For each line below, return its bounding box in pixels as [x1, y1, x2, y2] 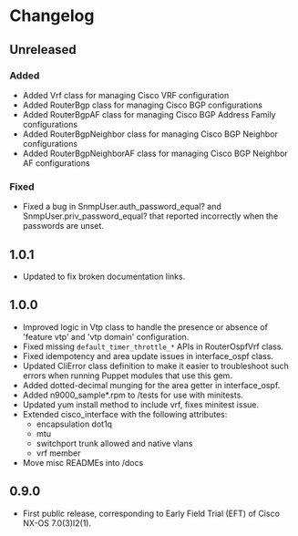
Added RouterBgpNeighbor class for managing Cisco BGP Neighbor [22, 129, 278, 139]
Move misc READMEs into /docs [22, 457, 144, 468]
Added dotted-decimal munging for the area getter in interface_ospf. [22, 379, 281, 390]
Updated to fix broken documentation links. [22, 271, 186, 282]
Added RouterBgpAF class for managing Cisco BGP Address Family [22, 108, 276, 119]
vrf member [36, 448, 81, 459]
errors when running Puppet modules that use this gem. [22, 370, 232, 381]
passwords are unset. [22, 221, 105, 232]
